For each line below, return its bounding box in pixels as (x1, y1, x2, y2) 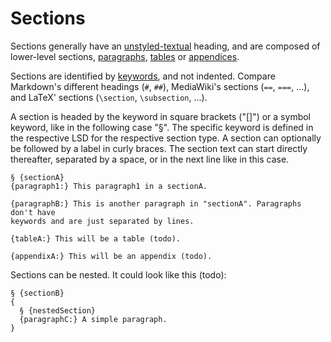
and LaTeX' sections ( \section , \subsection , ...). (10, 91, 208, 103)
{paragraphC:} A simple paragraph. (19, 314, 168, 324)
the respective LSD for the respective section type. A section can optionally (10, 132, 322, 144)
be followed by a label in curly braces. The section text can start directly (10, 142, 308, 154)
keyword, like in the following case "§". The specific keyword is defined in (10, 121, 314, 133)
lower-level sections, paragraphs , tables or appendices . (10, 50, 240, 62)
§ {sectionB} (10, 288, 65, 298)
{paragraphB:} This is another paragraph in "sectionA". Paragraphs (10, 198, 302, 209)
